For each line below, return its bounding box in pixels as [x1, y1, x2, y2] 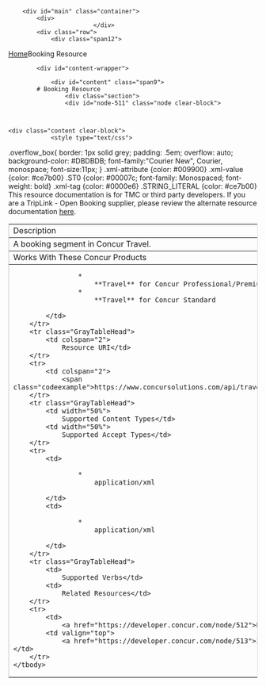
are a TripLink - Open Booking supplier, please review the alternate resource [8, 198, 257, 208]
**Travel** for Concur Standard [93, 296, 216, 305]
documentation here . [8, 207, 77, 216]
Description [13, 225, 57, 236]
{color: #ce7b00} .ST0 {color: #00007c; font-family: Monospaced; [8, 173, 224, 182]
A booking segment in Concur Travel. [13, 239, 152, 249]
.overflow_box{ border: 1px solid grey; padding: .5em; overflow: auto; [8, 148, 234, 157]
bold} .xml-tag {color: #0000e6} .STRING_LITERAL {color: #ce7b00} [34, 182, 257, 190]
